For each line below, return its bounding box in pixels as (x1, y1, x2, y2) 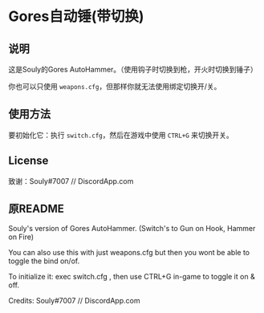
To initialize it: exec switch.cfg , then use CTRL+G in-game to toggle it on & (8, 272, 255, 282)
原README (8, 202, 64, 216)
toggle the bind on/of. (8, 256, 80, 266)
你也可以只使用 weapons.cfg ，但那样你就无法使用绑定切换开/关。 (8, 82, 221, 91)
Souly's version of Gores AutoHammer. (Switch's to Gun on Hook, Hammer (8, 224, 256, 234)
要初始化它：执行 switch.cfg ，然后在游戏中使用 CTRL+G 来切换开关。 (8, 130, 234, 140)
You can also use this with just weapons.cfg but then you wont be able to (8, 248, 250, 258)
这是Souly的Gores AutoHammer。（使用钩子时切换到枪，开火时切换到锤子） (8, 65, 258, 74)
